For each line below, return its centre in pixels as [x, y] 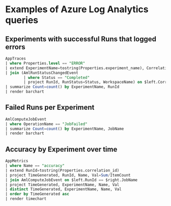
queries [22, 20]
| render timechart [26, 199]
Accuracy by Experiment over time [61, 149]
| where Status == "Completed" [57, 77]
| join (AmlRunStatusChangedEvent [42, 73]
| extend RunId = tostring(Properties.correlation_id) [62, 170]
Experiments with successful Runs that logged [81, 39]
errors [15, 47]
